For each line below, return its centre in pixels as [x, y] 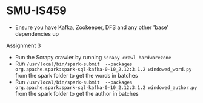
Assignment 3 [24, 45]
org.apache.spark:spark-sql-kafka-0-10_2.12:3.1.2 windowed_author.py [106, 88]
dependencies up [37, 33]
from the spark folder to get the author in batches [77, 93]
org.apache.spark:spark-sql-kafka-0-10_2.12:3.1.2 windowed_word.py [103, 69]
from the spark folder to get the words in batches [76, 75]
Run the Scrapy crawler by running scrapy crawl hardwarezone [93, 57]
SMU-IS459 [36, 11]
